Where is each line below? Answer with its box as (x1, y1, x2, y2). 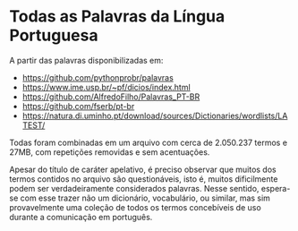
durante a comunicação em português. (9, 211, 153, 222)
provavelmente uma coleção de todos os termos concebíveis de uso (9, 201, 261, 212)
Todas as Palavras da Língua (9, 6, 226, 27)
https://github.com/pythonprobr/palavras (21, 72, 175, 82)
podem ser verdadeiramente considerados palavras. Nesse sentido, (9, 183, 260, 193)
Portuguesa (9, 25, 98, 46)
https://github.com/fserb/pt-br (21, 100, 135, 111)
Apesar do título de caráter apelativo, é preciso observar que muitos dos (9, 164, 277, 175)
